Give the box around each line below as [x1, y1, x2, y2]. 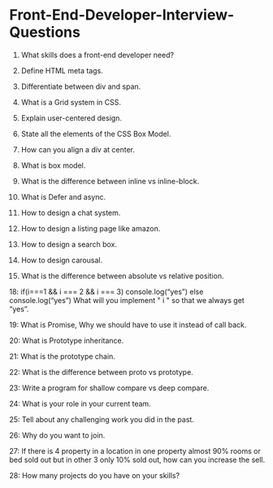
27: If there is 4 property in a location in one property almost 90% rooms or [9, 446, 261, 455]
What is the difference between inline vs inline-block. [20, 176, 200, 186]
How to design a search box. [20, 239, 117, 249]
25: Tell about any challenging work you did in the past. [9, 414, 194, 424]
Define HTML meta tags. [20, 65, 104, 75]
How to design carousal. [20, 255, 103, 265]
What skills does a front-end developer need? [20, 50, 174, 59]
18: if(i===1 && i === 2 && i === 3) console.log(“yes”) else [9, 287, 204, 297]
